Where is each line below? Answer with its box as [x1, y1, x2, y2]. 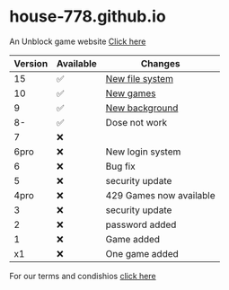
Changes [140, 57, 181, 69]
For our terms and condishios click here [9, 270, 156, 281]
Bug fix [105, 160, 137, 172]
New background [105, 101, 179, 114]
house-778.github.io [9, 6, 166, 27]
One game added [105, 247, 180, 259]
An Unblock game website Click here [9, 36, 146, 47]
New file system [105, 72, 173, 84]
